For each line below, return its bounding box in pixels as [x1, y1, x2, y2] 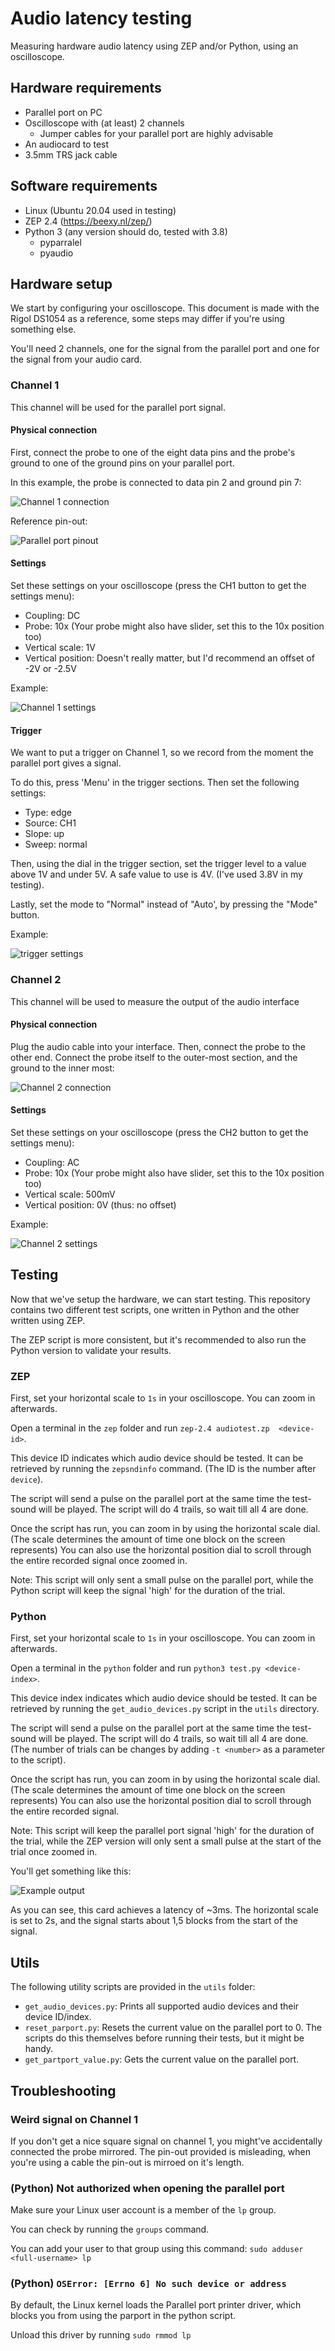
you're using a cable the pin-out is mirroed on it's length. [10, 2156, 245, 2168]
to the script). [10, 1754, 67, 1766]
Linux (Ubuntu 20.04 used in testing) [24, 204, 177, 216]
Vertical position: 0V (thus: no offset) [24, 1198, 177, 1211]
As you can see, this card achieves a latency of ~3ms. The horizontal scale [10, 1904, 319, 1916]
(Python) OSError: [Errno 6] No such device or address [10, 2277, 287, 2291]
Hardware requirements [10, 80, 162, 97]
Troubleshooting [10, 2082, 117, 2099]
